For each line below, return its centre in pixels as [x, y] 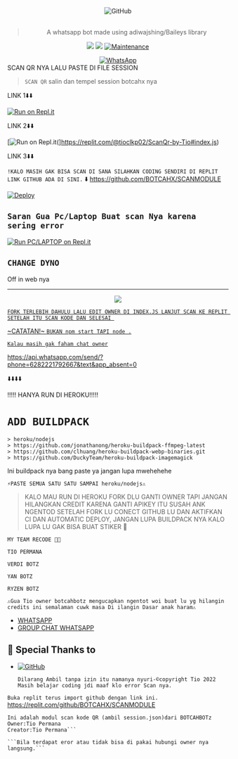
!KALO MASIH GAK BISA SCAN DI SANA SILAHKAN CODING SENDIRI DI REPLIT [113, 172]
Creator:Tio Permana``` [42, 730]
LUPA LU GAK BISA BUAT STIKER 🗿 [76, 526]
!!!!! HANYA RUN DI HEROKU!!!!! [53, 395]
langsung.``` [26, 748]
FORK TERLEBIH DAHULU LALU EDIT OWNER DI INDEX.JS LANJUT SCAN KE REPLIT [118, 312]
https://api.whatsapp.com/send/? [55, 357]
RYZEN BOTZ [23, 589]
